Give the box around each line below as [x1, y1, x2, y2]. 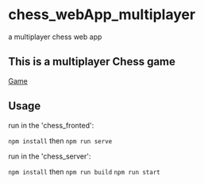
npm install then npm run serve [8, 135, 113, 145]
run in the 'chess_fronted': [8, 120, 94, 130]
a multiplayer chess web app [8, 32, 102, 41]
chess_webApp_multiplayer [8, 6, 196, 24]
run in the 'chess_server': [8, 151, 91, 161]
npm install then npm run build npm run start [8, 166, 161, 176]
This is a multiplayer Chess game [8, 55, 176, 69]
